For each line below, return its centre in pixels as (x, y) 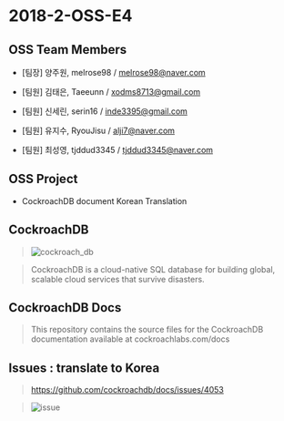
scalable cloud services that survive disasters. (118, 279)
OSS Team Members (68, 50)
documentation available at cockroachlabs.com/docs (130, 339)
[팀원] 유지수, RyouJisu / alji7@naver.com (98, 130)
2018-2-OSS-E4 (71, 16)
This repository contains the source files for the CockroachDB (147, 330)
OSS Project (43, 179)
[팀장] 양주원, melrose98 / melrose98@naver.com (113, 72)
